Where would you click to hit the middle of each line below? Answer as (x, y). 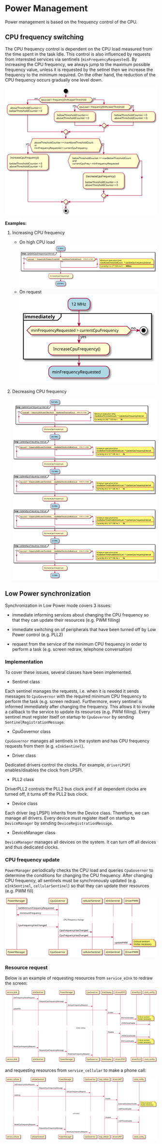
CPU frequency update (32, 859)
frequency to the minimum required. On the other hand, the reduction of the (80, 75)
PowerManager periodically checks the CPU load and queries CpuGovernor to (79, 871)
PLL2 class (23, 779)
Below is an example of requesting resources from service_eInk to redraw (79, 978)
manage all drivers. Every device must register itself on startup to (70, 818)
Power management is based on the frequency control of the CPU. (71, 22)
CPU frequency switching (44, 37)
